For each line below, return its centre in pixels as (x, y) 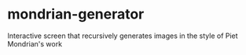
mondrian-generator (76, 14)
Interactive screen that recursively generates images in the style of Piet (123, 36)
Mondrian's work (35, 43)
